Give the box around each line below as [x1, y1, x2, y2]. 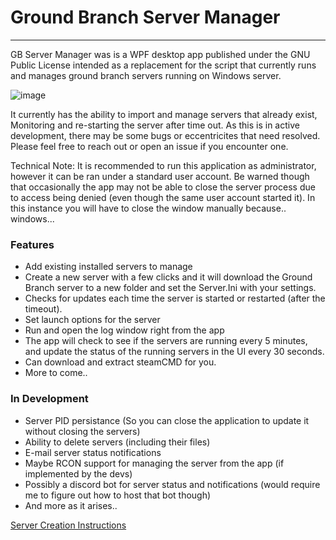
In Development [10, 392, 89, 406]
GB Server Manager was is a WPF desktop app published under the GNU [10, 48, 311, 60]
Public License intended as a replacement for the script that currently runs [10, 59, 317, 71]
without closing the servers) [24, 425, 141, 437]
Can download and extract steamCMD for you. [24, 356, 217, 368]
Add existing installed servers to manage [24, 261, 193, 273]
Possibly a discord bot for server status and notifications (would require [24, 478, 321, 490]
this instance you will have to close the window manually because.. [10, 202, 287, 214]
